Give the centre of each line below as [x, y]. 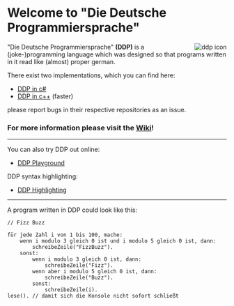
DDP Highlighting [42, 190]
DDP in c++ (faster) [45, 96]
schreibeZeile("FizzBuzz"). [73, 247]
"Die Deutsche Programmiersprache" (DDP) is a [76, 47]
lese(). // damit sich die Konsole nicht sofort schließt [93, 296]
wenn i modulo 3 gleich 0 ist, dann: [87, 259]
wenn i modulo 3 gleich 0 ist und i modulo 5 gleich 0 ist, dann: [118, 241]
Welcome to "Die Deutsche [87, 13]
